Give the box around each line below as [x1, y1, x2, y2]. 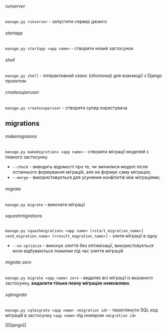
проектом [5, 78, 26, 84]
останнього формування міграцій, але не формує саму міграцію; [12, 169, 151, 175]
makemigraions [5, 133, 37, 139]
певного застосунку [5, 154, 48, 160]
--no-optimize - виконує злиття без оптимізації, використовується [12, 242, 154, 248]
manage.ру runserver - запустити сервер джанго [5, 19, 107, 25]
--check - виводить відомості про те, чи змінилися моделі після [12, 164, 148, 170]
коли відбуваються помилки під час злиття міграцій [12, 247, 124, 254]
